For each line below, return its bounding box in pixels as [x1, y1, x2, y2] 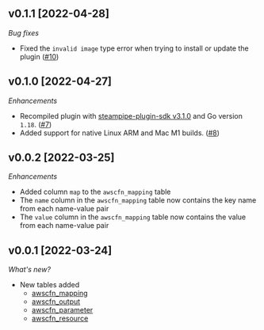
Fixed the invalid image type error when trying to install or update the [19, 44, 249, 53]
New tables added [19, 280, 80, 290]
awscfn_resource [31, 313, 89, 324]
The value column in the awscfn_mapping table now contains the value [19, 212, 247, 222]
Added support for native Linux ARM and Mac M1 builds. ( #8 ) [19, 127, 220, 138]
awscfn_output [31, 297, 81, 306]
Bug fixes [8, 28, 40, 37]
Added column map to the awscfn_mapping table [19, 187, 171, 197]
